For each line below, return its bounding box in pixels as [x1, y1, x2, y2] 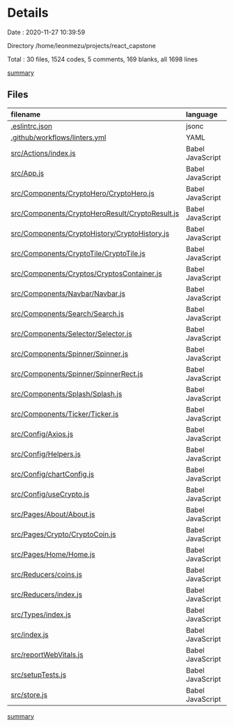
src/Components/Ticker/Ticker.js [10, 409, 119, 419]
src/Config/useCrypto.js [10, 489, 90, 499]
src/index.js [10, 629, 49, 639]
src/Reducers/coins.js [10, 569, 82, 579]
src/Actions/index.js [10, 148, 76, 158]
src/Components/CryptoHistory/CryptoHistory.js [10, 228, 169, 238]
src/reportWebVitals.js [10, 650, 84, 659]
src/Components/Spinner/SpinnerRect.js [10, 368, 143, 378]
